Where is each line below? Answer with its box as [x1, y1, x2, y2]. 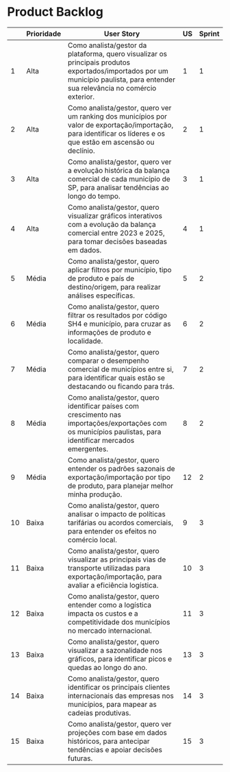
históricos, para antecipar [67, 736, 151, 746]
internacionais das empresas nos [67, 690, 175, 700]
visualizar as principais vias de [67, 555, 166, 564]
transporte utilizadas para [67, 563, 151, 572]
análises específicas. [67, 291, 136, 300]
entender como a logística [67, 600, 152, 610]
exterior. [67, 92, 95, 101]
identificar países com [67, 401, 139, 411]
